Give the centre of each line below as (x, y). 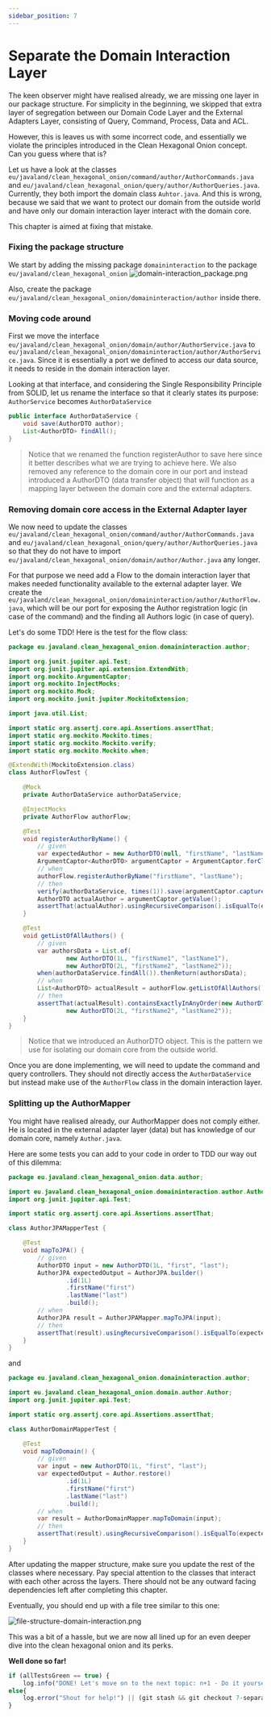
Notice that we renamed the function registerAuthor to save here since (145, 454)
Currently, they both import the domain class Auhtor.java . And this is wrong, (135, 194)
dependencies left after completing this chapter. (88, 1590)
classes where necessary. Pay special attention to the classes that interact (132, 1573)
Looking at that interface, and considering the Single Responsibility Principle (135, 385)
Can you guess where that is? (58, 153)
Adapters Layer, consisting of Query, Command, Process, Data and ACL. (129, 121)
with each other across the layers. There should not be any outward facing (132, 1581)
